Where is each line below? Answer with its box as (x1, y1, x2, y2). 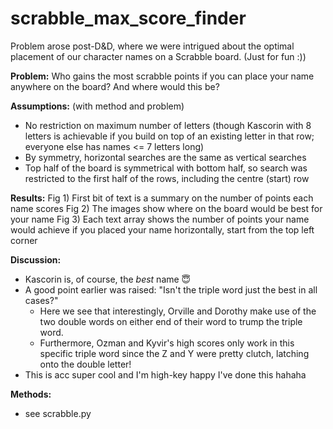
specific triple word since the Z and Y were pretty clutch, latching (39, 347, 310, 359)
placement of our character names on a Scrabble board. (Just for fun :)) (10, 50, 307, 62)
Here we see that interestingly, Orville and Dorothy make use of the (39, 305, 317, 317)
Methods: (10, 388, 52, 400)
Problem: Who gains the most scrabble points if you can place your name (10, 70, 315, 82)
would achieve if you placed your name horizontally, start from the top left (10, 223, 315, 236)
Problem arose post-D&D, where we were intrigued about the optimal (10, 40, 295, 52)
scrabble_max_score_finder (10, 7, 247, 30)
